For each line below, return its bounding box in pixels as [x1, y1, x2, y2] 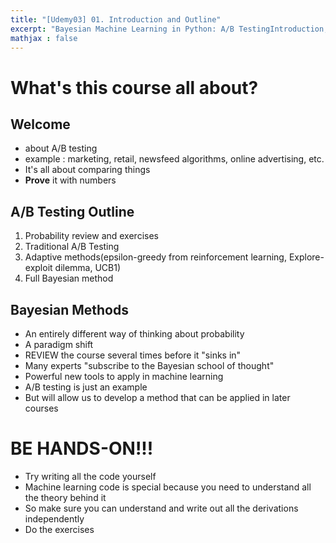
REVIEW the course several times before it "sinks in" [24, 349, 242, 361]
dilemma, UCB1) [54, 262, 122, 274]
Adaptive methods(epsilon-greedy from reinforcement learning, [24, 251, 287, 263]
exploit [24, 262, 53, 274]
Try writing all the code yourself [24, 470, 157, 482]
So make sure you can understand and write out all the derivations [24, 502, 299, 514]
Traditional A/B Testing [24, 241, 120, 253]
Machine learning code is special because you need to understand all [24, 481, 312, 493]
